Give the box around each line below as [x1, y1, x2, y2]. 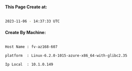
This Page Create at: [5, 4, 47, 10]
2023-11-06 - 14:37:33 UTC [5, 19, 60, 24]
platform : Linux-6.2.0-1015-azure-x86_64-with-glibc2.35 [5, 53, 128, 58]
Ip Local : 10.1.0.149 [5, 62, 54, 67]
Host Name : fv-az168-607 [5, 44, 57, 50]
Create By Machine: [5, 29, 46, 35]
